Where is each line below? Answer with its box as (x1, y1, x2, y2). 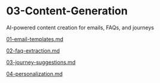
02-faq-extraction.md (6, 47, 60, 54)
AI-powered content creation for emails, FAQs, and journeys (6, 24, 155, 31)
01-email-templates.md (6, 35, 64, 42)
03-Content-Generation (6, 4, 128, 18)
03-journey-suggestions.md (6, 59, 76, 66)
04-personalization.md (6, 70, 63, 77)
